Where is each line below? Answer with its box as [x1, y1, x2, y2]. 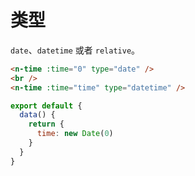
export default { [10, 101, 83, 111]
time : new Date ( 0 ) [36, 129, 114, 139]
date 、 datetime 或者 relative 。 [10, 44, 141, 56]
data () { [19, 110, 56, 120]
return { [28, 119, 65, 130]
